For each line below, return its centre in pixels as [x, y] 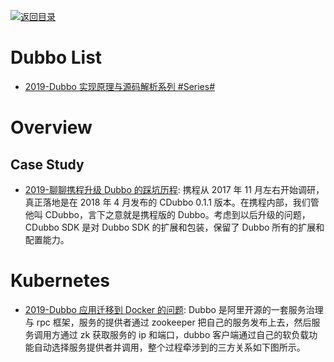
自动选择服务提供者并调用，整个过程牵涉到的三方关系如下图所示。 [169, 347]
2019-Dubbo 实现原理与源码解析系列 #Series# [120, 86]
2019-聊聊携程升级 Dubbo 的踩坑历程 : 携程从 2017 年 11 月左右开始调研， [174, 189]
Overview [51, 127]
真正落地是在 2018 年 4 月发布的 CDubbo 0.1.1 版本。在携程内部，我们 [167, 202]
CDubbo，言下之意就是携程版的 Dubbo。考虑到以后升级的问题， [177, 214]
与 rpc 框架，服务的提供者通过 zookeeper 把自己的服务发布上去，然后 [168, 322]
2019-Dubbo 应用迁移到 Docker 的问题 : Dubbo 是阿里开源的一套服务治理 [174, 309]
